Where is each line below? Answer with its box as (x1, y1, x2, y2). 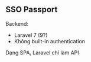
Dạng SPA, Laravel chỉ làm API (5, 49, 79, 56)
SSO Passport (5, 5, 58, 15)
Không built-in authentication (14, 37, 85, 44)
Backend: (5, 20, 29, 27)
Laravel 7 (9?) (14, 32, 48, 39)
